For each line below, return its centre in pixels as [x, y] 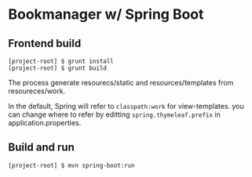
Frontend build [45, 43]
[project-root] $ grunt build [58, 68]
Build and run [41, 148]
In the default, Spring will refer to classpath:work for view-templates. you [126, 106]
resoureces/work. [37, 91]
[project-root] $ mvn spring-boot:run [71, 165]
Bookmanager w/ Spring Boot [106, 14]
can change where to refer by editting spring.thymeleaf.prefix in [115, 114]
